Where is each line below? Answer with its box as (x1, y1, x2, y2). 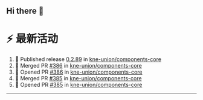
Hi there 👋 (6, 6, 44, 16)
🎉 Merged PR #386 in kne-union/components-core (14, 62, 142, 69)
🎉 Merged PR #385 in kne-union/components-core (14, 75, 142, 82)
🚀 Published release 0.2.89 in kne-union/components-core (14, 56, 162, 63)
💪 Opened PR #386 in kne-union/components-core (14, 68, 143, 75)
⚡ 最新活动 (6, 32, 59, 46)
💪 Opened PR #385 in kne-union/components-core (14, 81, 143, 89)
